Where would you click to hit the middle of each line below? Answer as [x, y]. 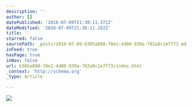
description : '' [26, 11]
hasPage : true [23, 55]
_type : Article [25, 77]
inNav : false [22, 60]
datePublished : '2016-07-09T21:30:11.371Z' [60, 22]
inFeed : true [22, 50]
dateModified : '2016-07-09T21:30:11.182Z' [58, 28]
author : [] [19, 17]
